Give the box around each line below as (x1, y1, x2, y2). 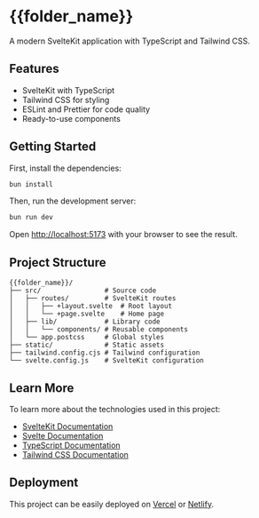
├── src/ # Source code (9, 286, 157, 295)
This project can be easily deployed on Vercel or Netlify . (9, 498, 215, 509)
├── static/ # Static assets (9, 340, 165, 350)
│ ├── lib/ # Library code (9, 317, 161, 326)
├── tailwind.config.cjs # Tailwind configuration (9, 348, 200, 357)
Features (9, 61, 59, 76)
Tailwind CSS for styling (21, 94, 110, 105)
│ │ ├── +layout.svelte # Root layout (9, 302, 173, 311)
